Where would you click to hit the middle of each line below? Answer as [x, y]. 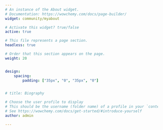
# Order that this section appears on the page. [55, 54]
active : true [18, 32]
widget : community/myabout [32, 18]
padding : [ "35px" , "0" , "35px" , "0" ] [60, 81]
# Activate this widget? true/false [42, 27]
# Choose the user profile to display [44, 102]
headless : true [20, 45]
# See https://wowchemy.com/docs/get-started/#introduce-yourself [73, 111]
